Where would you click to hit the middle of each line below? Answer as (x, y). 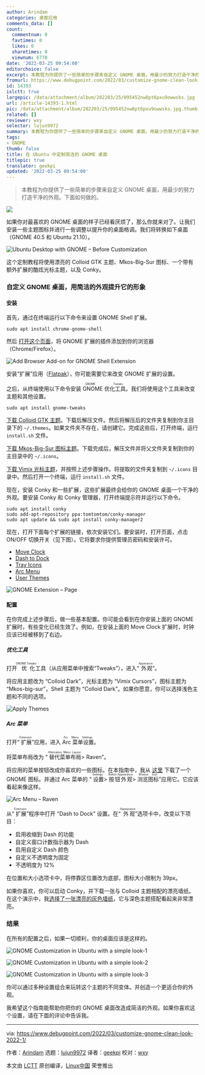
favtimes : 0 (27, 40)
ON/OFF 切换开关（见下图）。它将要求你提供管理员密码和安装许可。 (91, 540)
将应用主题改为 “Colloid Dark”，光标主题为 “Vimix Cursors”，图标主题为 (96, 681)
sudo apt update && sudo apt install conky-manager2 (75, 520)
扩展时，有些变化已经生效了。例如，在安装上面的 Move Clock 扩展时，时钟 (100, 627)
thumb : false (23, 149)
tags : (13, 138)
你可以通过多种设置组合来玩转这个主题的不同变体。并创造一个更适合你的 (97, 987)
